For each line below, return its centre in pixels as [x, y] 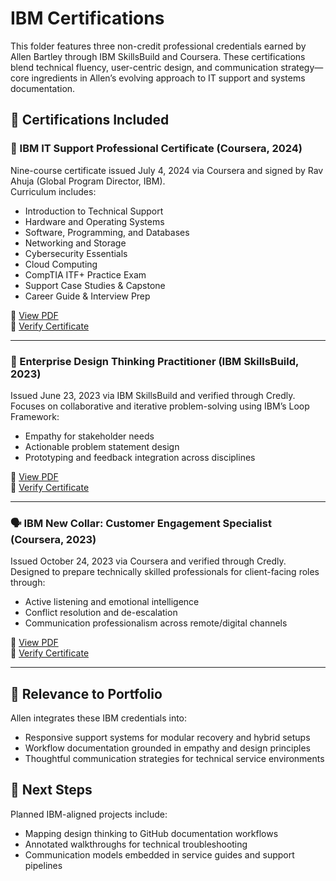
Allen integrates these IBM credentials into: [99, 718]
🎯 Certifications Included [90, 120]
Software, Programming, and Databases [107, 232]
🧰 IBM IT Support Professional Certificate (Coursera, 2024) [156, 149]
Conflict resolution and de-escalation [101, 613]
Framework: [35, 416]
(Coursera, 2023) [53, 539]
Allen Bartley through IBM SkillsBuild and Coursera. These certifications [158, 56]
